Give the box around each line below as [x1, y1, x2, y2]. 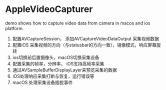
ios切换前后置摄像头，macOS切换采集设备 [12, 54, 99, 60]
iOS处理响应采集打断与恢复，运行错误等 [12, 73, 94, 79]
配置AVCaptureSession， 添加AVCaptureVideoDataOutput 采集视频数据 [12, 35, 159, 41]
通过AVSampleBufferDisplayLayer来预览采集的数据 [12, 66, 117, 73]
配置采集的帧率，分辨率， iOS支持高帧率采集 [12, 60, 104, 66]
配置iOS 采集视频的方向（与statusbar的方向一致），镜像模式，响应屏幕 [12, 41, 156, 48]
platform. [5, 25, 24, 31]
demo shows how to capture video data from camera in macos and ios [5, 20, 150, 26]
